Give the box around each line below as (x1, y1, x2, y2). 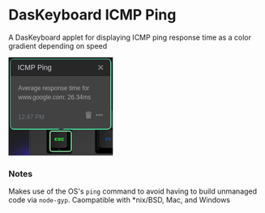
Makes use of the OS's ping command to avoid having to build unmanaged (8, 186, 258, 196)
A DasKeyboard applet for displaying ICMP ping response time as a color (8, 32, 251, 42)
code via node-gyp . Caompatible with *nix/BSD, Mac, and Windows (8, 195, 231, 205)
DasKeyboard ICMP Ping (8, 6, 177, 24)
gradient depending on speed (8, 40, 108, 50)
